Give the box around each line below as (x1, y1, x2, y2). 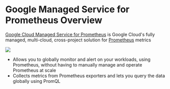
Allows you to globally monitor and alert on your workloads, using (12, 56, 151, 62)
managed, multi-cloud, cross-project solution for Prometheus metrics (5, 37, 152, 43)
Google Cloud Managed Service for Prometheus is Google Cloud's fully (5, 31, 155, 37)
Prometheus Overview (5, 14, 103, 26)
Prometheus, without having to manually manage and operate (12, 61, 142, 68)
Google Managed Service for (5, 4, 130, 15)
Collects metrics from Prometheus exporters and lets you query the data (12, 73, 165, 79)
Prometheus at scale (12, 67, 56, 73)
